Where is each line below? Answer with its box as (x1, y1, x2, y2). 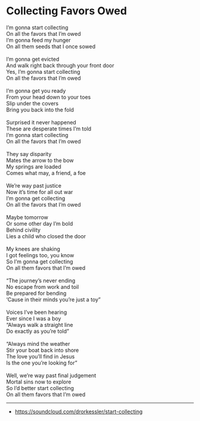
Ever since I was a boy (6, 314, 61, 322)
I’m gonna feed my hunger (6, 36, 71, 43)
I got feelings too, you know (6, 251, 74, 258)
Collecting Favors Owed (6, 4, 127, 18)
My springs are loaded (6, 163, 61, 170)
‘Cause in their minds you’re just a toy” (6, 296, 101, 303)
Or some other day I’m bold (6, 220, 73, 227)
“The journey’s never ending (6, 277, 76, 284)
